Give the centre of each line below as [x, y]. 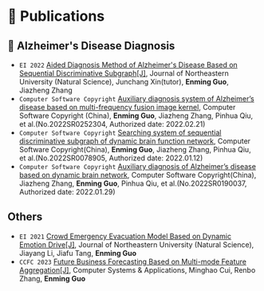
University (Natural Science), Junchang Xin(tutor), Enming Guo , [124, 82]
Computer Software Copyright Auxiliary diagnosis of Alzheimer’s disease [138, 166]
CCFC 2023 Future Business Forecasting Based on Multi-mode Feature [132, 262]
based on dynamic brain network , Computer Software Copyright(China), [138, 175]
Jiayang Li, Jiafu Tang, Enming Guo [78, 253]
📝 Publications [56, 16]
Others [25, 217]
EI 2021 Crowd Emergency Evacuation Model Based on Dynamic [125, 236]
